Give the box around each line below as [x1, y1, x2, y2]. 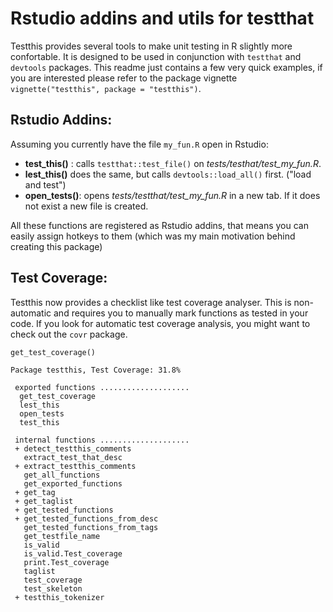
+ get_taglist [14, 496, 74, 506]
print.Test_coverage [23, 557, 110, 567]
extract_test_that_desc [23, 452, 123, 462]
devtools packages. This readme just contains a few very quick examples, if [10, 61, 323, 73]
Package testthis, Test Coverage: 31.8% [10, 365, 182, 375]
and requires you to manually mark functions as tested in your [53, 307, 309, 319]
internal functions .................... [14, 435, 190, 445]
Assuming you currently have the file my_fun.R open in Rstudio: [10, 138, 269, 150]
